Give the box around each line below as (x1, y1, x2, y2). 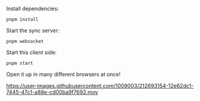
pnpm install (6, 17, 39, 23)
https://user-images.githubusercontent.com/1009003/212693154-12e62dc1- (6, 83, 194, 89)
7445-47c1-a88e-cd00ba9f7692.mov (6, 89, 99, 96)
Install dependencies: (6, 5, 59, 12)
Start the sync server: (6, 27, 60, 34)
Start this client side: (6, 49, 57, 56)
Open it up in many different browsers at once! (6, 71, 121, 78)
